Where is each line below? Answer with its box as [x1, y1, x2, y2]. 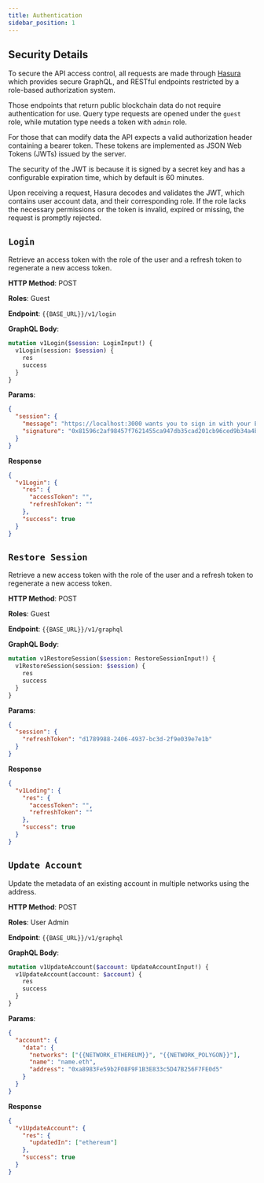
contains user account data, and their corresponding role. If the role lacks [8, 197, 247, 206]
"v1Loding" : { [15, 787, 61, 795]
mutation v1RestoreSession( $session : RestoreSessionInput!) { [8, 655, 216, 663]
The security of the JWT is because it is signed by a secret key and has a [8, 164, 246, 174]
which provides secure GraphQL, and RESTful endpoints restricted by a [8, 77, 240, 86]
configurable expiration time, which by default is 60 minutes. [8, 173, 204, 182]
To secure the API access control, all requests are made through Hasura [8, 68, 241, 79]
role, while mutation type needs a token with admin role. [8, 117, 187, 127]
